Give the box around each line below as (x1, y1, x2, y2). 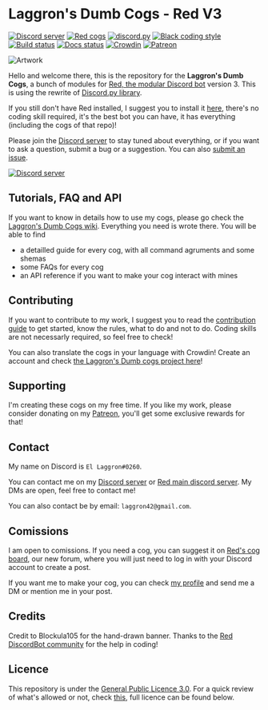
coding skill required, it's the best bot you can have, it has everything (8, 111, 236, 121)
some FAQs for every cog (19, 261, 104, 272)
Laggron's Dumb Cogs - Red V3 (8, 5, 222, 23)
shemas (19, 253, 46, 263)
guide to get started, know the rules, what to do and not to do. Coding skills (8, 323, 257, 333)
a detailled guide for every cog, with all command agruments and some (19, 245, 254, 254)
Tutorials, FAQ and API (8, 191, 122, 205)
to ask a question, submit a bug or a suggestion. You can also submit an (8, 144, 246, 154)
